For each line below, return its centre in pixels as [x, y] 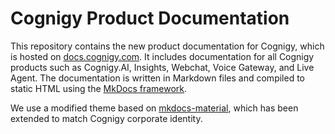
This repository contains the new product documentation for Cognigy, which [167, 46]
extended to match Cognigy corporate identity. [106, 118]
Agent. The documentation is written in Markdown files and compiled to [157, 78]
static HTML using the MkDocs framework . [99, 88]
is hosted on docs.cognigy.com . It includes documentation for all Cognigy [162, 56]
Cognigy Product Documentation [150, 18]
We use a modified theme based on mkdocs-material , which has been [154, 108]
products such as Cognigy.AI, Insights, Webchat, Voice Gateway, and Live [162, 67]
